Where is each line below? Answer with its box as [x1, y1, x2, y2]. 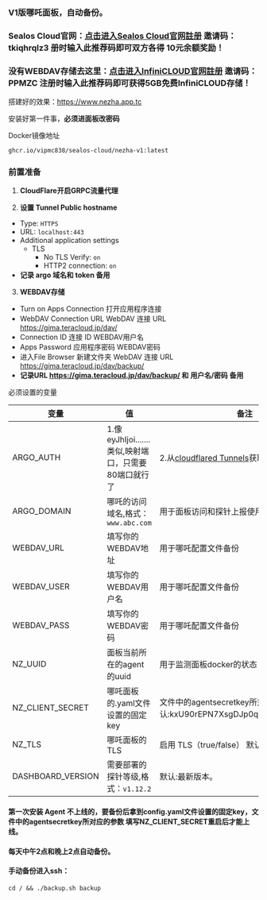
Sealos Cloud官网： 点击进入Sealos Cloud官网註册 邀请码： [8, 30, 237, 41]
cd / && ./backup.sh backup [8, 884, 102, 892]
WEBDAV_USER [12, 581, 70, 593]
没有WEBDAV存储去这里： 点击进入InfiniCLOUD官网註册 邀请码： [8, 65, 257, 76]
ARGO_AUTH [12, 452, 61, 463]
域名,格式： [106, 508, 149, 520]
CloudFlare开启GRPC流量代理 [19, 186, 119, 195]
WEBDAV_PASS [12, 620, 70, 631]
